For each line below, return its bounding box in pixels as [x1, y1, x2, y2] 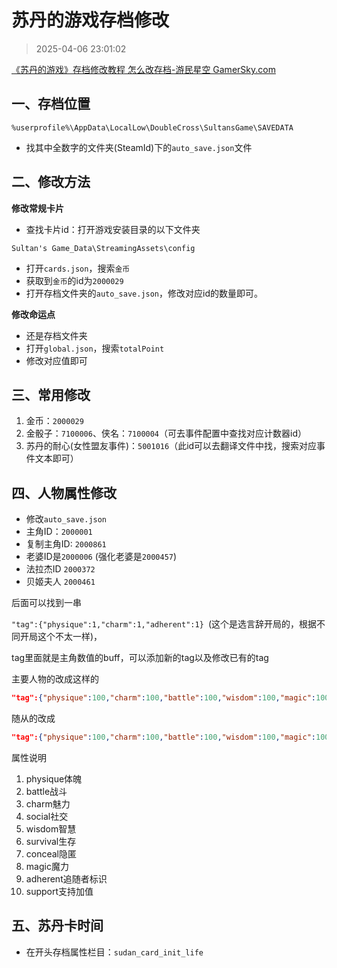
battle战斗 [25, 785, 68, 797]
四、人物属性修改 [11, 484, 117, 501]
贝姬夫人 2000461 [25, 576, 96, 588]
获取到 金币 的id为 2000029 [25, 274, 124, 286]
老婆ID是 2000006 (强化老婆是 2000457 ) [25, 551, 178, 563]
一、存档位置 [11, 96, 91, 113]
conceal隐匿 [25, 847, 78, 860]
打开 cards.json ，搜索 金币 [25, 262, 131, 274]
